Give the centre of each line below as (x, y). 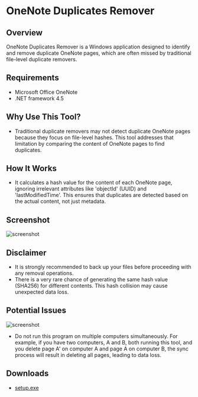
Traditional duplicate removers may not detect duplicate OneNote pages (103, 131)
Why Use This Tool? (43, 117)
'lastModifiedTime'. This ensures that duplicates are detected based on (101, 195)
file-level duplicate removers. (42, 59)
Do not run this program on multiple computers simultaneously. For (96, 336)
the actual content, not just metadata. (60, 201)
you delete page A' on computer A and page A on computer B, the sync (102, 349)
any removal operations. (44, 273)
